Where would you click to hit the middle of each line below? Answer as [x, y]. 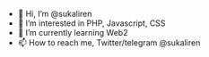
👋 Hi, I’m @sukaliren [55, 14]
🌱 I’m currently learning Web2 [73, 33]
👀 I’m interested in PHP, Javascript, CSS [91, 23]
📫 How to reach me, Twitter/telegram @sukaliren [109, 43]
